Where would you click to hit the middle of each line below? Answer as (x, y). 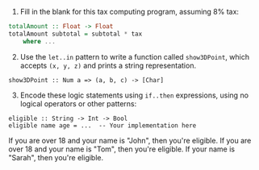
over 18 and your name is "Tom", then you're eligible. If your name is (122, 149)
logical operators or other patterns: (78, 103)
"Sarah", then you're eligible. (56, 157)
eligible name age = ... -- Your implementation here (102, 125)
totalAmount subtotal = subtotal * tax (75, 34)
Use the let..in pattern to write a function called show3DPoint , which (135, 56)
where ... (40, 41)
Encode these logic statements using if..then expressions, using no (134, 95)
